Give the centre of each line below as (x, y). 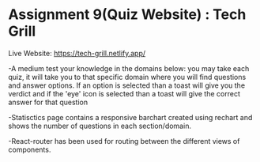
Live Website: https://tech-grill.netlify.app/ (77, 53)
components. (30, 149)
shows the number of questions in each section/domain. (100, 126)
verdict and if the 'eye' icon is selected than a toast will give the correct (124, 93)
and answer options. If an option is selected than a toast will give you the (127, 85)
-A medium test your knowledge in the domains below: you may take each (129, 68)
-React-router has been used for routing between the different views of (124, 141)
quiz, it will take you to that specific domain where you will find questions (127, 77)
